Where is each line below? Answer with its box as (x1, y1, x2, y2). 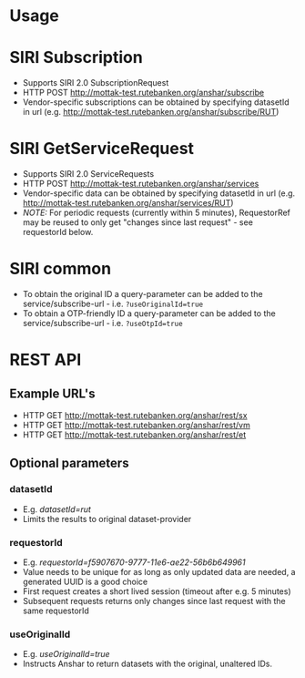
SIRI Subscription (9, 47, 143, 68)
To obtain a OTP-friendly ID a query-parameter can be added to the (22, 308, 276, 319)
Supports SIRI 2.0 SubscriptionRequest (22, 77, 169, 88)
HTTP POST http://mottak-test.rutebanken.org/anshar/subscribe (22, 87, 265, 98)
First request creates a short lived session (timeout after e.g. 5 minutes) (22, 585, 291, 597)
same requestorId (22, 605, 89, 616)
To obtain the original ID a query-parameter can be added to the (22, 289, 263, 299)
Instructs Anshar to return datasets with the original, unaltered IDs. (22, 658, 273, 670)
